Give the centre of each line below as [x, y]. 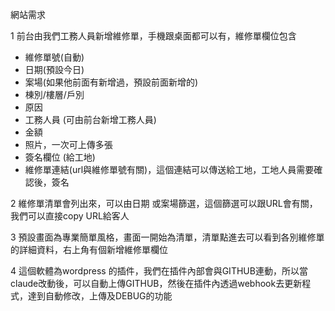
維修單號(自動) [54, 57]
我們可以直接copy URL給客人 [70, 216]
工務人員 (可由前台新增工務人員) [90, 119]
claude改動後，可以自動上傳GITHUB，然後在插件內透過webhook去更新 [156, 283]
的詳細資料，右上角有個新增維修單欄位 [89, 249]
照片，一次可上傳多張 [68, 144]
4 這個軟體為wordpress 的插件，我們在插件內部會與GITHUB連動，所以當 [159, 271]
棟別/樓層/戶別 [54, 94]
